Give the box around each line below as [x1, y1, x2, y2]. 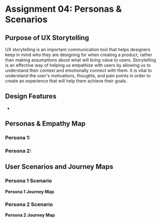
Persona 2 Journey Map [5, 212, 55, 218]
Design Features [5, 92, 57, 100]
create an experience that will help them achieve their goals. [5, 78, 128, 84]
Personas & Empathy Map [5, 120, 86, 128]
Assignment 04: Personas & [5, 3, 122, 15]
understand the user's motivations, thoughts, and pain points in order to [5, 73, 151, 78]
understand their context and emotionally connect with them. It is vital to [5, 67, 152, 73]
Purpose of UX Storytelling [5, 33, 90, 42]
